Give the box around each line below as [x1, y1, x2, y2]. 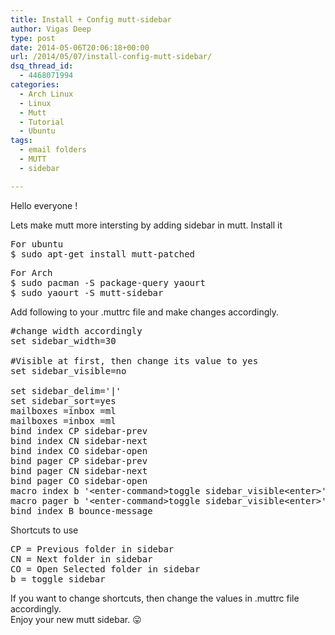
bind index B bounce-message [10, 505, 153, 516]
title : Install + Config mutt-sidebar [10, 14, 172, 25]
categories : [10, 80, 60, 90]
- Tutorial [19, 117, 65, 127]
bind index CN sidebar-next [10, 435, 148, 446]
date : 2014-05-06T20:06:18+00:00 [10, 42, 150, 53]
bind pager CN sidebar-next [10, 465, 148, 476]
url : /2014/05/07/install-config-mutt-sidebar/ [10, 52, 213, 62]
